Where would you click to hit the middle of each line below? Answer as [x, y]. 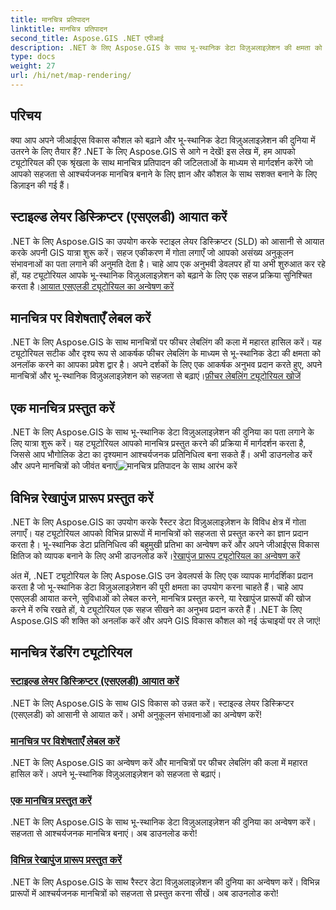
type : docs [33, 57]
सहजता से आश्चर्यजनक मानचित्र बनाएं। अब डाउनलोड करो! [104, 833]
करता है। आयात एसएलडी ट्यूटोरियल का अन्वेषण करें [92, 286]
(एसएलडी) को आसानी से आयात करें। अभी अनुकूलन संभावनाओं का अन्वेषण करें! [136, 714]
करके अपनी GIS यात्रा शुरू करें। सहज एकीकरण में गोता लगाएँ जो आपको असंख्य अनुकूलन [152, 252]
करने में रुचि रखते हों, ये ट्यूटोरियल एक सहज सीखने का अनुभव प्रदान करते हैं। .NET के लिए [156, 609]
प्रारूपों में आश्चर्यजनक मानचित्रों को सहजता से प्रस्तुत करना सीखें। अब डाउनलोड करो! [144, 893]
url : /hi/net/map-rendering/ [71, 76]
